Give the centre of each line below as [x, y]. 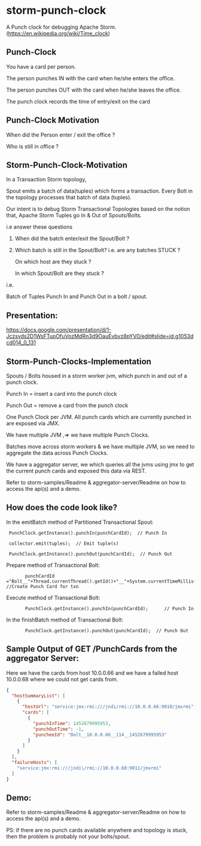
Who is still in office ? [32, 146]
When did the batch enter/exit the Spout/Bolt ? [72, 239]
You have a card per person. [41, 66]
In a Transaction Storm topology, [46, 180]
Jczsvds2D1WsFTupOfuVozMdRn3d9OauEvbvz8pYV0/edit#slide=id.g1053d [100, 336]
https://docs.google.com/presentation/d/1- [59, 330]
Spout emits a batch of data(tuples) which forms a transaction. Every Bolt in [100, 191]
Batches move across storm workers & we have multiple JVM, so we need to [100, 446]
